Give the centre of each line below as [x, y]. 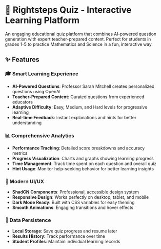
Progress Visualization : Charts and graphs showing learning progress [83, 158]
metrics [20, 153]
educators [22, 102]
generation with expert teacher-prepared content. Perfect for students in [78, 39]
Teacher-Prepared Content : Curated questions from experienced [78, 97]
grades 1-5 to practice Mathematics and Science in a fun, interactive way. [79, 44]
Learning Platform [42, 20]
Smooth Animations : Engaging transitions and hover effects [73, 207]
